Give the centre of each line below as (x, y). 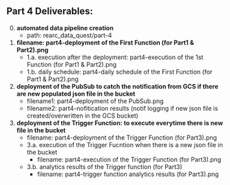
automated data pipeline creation (65, 28)
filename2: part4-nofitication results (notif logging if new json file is (122, 108)
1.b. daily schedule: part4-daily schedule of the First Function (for (119, 72)
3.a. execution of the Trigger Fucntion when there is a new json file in (125, 144)
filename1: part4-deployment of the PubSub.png (95, 101)
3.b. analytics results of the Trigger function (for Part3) (105, 166)
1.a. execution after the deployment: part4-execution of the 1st (115, 57)
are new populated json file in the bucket (76, 94)
